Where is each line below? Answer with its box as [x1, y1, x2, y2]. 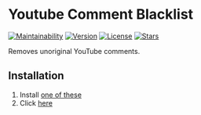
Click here [19, 98, 53, 107]
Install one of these [19, 90, 82, 99]
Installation [8, 69, 64, 83]
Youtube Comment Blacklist [8, 5, 194, 23]
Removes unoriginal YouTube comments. [8, 46, 141, 56]
